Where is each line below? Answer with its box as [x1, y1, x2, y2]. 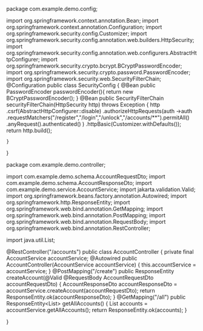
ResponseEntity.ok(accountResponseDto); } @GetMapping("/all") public [6, 293, 186, 301]
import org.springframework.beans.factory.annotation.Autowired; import [6, 192, 187, 200]
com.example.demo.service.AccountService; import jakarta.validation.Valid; [6, 186, 196, 193]
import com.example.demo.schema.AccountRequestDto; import [6, 173, 165, 180]
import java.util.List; [6, 237, 56, 243]
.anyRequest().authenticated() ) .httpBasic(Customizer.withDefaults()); [6, 120, 182, 127]
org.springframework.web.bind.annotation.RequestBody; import [6, 218, 166, 225]
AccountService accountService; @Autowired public [6, 255, 138, 262]
